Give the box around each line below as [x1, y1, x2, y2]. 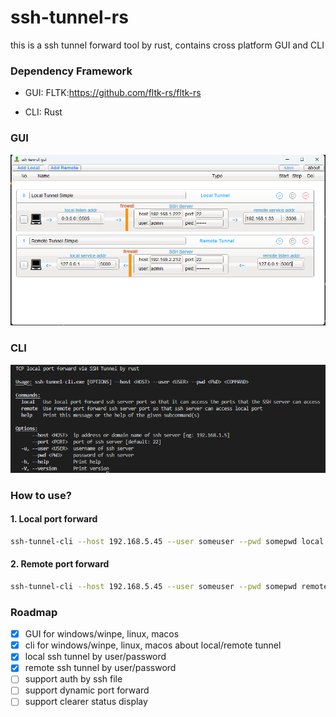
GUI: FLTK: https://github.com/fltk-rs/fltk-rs [24, 87, 202, 99]
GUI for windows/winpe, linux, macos [24, 628, 180, 640]
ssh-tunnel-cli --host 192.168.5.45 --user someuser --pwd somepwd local [10, 536, 325, 546]
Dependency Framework [10, 64, 133, 78]
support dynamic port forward [24, 684, 150, 696]
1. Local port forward [10, 513, 98, 525]
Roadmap [10, 605, 58, 619]
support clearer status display [24, 696, 148, 708]
